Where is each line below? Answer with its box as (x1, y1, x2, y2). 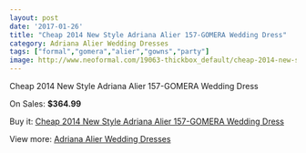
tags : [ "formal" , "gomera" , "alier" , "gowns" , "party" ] (9, 47, 209, 56)
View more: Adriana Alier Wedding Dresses (9, 134, 171, 144)
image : (9, 56, 35, 65)
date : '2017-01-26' (9, 22, 84, 31)
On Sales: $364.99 (9, 98, 82, 109)
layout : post (9, 13, 59, 23)
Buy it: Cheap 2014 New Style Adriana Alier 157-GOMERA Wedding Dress (9, 116, 285, 127)
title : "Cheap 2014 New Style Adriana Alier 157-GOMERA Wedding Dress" (9, 30, 287, 39)
